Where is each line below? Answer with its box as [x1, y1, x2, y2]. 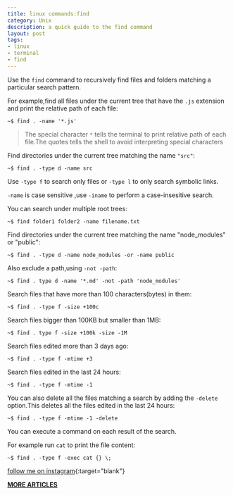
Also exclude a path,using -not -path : [7, 263, 118, 272]
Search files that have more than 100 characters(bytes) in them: [7, 289, 192, 298]
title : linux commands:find [7, 10, 90, 18]
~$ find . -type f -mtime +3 [7, 355, 93, 363]
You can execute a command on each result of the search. [7, 427, 177, 435]
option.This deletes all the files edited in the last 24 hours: [7, 401, 175, 409]
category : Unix [7, 17, 52, 24]
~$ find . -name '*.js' [7, 118, 77, 125]
